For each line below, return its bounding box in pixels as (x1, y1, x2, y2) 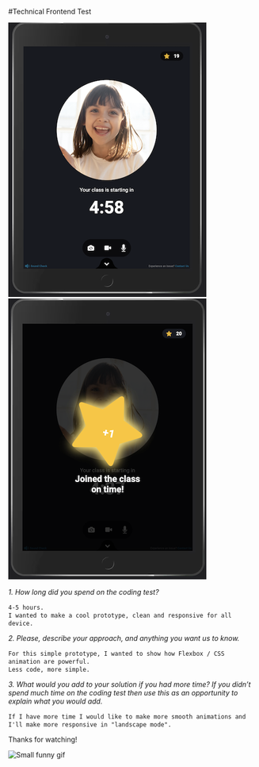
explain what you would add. (8, 696, 103, 706)
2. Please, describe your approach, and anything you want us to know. (8, 634, 240, 642)
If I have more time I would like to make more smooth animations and (8, 713, 246, 721)
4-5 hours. (8, 603, 44, 611)
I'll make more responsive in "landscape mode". (8, 721, 172, 729)
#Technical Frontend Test (8, 7, 92, 16)
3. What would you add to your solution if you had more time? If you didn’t (8, 680, 251, 689)
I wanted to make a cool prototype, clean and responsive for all (8, 611, 232, 619)
